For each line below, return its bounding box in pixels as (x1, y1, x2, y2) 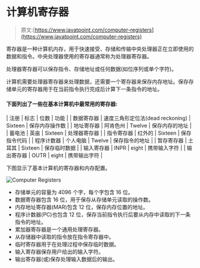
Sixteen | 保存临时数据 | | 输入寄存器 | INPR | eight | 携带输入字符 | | (21, 144, 186, 152)
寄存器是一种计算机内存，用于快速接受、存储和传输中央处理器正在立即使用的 (6, 45, 194, 52)
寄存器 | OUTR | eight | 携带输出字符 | (11, 152, 103, 159)
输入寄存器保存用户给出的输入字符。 (14, 248, 104, 255)
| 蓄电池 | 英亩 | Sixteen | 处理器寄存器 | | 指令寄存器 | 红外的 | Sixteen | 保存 (6, 129, 192, 137)
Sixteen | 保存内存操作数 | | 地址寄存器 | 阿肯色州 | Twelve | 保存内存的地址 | (6, 122, 192, 129)
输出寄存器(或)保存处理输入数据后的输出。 (14, 255, 118, 263)
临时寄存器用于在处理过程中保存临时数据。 (14, 241, 120, 248)
